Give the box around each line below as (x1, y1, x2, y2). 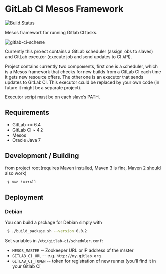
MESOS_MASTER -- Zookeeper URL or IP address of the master (12, 247, 134, 253)
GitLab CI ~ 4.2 (12, 127, 43, 133)
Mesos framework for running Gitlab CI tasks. (5, 29, 98, 35)
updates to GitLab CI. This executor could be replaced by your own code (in (5, 79, 160, 85)
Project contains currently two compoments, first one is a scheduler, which (5, 63, 158, 69)
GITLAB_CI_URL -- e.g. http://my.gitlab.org (12, 253, 101, 258)
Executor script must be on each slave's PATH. (5, 94, 100, 100)
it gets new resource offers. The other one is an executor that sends (5, 74, 144, 80)
